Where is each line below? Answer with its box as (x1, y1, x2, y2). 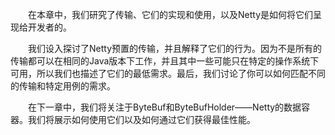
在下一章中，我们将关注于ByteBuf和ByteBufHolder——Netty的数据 (28, 101, 302, 113)
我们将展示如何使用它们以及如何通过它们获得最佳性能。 (27, 114, 256, 125)
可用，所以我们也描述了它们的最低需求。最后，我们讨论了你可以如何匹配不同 (10, 68, 326, 79)
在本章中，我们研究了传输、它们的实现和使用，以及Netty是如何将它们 (28, 9, 314, 20)
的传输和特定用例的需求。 (10, 80, 116, 92)
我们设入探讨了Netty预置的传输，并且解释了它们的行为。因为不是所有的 (28, 43, 323, 54)
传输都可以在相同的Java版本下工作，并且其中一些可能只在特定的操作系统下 (10, 55, 320, 67)
